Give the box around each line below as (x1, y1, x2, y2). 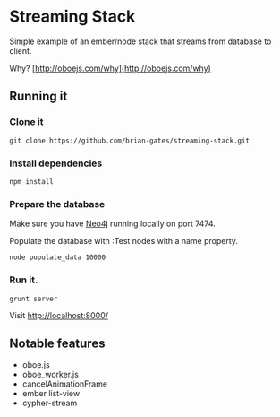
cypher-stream (21, 397, 78, 409)
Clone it (9, 116, 44, 128)
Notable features (9, 335, 106, 351)
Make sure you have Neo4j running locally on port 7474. (9, 218, 216, 230)
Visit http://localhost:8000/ (9, 309, 109, 320)
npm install (9, 177, 54, 186)
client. (9, 45, 32, 56)
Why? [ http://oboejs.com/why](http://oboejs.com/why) (9, 63, 212, 74)
